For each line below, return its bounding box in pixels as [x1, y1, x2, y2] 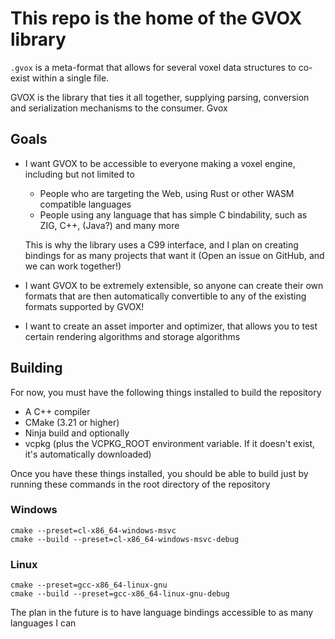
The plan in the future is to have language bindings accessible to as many [10, 607, 314, 619]
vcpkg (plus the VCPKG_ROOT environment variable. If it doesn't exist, [24, 437, 316, 449]
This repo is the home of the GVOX [10, 7, 303, 30]
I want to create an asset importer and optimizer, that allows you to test [24, 320, 318, 332]
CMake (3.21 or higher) [24, 416, 120, 428]
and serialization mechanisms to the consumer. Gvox [10, 102, 228, 114]
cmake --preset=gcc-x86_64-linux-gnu [10, 580, 168, 591]
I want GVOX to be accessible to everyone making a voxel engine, [24, 157, 296, 169]
